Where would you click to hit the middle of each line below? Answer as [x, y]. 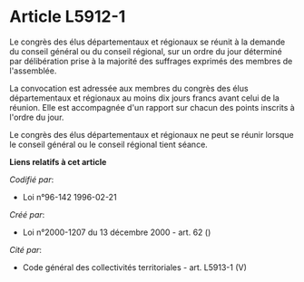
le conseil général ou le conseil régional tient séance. [109, 144]
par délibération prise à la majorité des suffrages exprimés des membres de [151, 61]
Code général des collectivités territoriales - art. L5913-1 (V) [135, 267]
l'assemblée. [33, 71]
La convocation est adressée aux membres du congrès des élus [129, 88]
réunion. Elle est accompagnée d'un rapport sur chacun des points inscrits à [152, 107]
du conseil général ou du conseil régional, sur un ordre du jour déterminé [146, 51]
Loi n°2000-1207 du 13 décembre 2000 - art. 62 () [117, 232]
